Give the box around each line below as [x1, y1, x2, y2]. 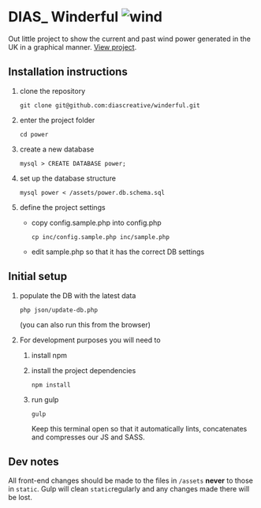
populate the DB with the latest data [19, 290, 136, 300]
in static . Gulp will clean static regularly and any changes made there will [8, 484, 250, 494]
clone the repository [19, 86, 86, 95]
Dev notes [8, 454, 59, 469]
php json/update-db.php [19, 306, 99, 314]
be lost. [8, 493, 33, 502]
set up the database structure [19, 174, 117, 183]
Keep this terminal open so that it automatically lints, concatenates [31, 424, 248, 433]
